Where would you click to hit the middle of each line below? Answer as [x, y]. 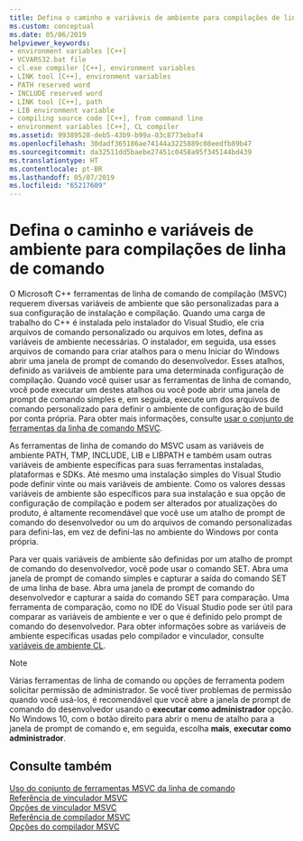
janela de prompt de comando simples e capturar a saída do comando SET [148, 578]
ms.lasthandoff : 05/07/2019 [62, 177]
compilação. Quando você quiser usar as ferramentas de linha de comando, [150, 380]
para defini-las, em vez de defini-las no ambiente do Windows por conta [144, 532]
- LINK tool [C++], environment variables [90, 77]
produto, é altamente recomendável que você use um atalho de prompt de [147, 513]
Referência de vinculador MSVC [69, 798]
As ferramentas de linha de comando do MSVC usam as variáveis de [137, 446]
